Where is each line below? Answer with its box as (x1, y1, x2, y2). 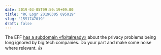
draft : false (5, 21, 32, 26)
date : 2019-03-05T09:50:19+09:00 (5, 7, 74, 12)
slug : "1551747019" (5, 16, 45, 21)
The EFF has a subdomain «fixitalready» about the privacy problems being (5, 34, 156, 40)
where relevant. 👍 (5, 45, 42, 51)
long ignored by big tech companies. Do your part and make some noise (5, 40, 152, 46)
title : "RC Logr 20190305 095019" (5, 12, 76, 17)
